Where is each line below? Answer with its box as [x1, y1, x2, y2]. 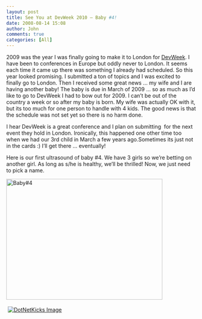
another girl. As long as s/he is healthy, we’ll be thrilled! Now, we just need [6, 161, 191, 167]
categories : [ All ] [6, 37, 52, 43]
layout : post [6, 8, 39, 15]
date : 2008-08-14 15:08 [6, 20, 66, 26]
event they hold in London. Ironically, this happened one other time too [6, 129, 182, 137]
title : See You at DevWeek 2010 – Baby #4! [6, 14, 118, 21]
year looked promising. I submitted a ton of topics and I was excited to [6, 73, 181, 80]
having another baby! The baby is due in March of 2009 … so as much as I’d [6, 86, 195, 92]
